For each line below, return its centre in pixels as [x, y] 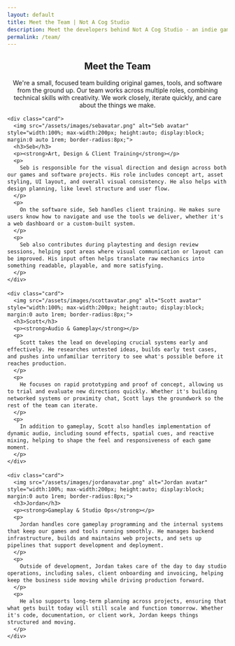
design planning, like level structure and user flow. [89, 189]
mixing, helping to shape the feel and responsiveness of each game [109, 440]
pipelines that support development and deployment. [86, 545]
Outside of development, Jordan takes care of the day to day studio [123, 566]
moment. [19, 447]
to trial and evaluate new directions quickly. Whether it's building [112, 392]
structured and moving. [42, 622]
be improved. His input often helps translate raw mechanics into [106, 259]
